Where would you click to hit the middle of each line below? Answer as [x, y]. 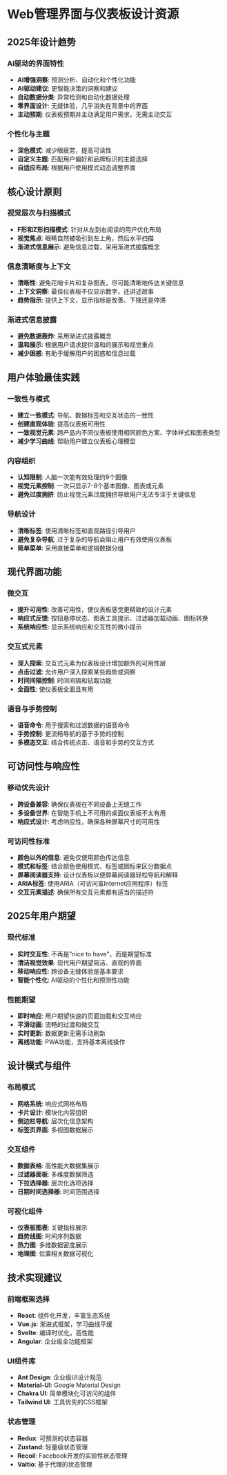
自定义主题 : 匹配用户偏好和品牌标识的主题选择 [82, 159]
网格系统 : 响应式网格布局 [52, 1103]
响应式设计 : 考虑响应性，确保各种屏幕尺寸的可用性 [88, 821]
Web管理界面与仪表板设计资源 [93, 14]
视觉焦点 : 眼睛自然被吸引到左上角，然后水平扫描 [85, 238]
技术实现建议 [34, 1277]
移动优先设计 [29, 788]
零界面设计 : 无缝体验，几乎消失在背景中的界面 [82, 105]
